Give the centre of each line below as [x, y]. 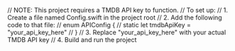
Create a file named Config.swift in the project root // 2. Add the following [115, 17]
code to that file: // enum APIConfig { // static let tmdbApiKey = [99, 25]
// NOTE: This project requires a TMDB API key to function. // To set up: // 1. [118, 10]
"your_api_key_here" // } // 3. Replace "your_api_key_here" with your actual [117, 32]
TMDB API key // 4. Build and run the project [72, 40]
